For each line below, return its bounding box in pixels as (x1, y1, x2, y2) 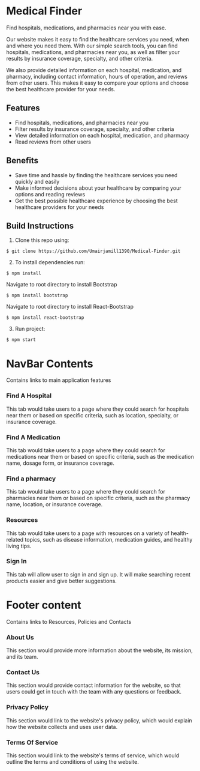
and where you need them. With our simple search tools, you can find (6, 42, 178, 49)
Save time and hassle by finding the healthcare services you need (14, 171, 178, 178)
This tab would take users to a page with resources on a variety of (6, 530, 169, 537)
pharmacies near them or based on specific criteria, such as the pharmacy (6, 494, 190, 502)
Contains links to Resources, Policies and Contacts (6, 618, 132, 625)
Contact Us (6, 668, 40, 676)
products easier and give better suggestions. (6, 577, 117, 584)
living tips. (6, 542, 32, 549)
